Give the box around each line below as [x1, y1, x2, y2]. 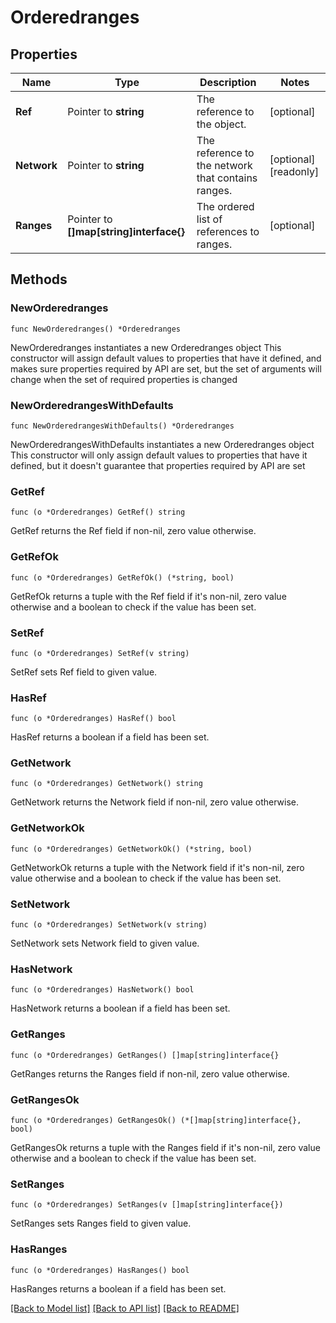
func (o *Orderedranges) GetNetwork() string [10, 779, 203, 789]
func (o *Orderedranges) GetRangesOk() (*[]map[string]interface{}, [10, 1115, 302, 1125]
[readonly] [269, 165, 320, 178]
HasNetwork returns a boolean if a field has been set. [10, 1002, 231, 1015]
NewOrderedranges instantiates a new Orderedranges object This [10, 341, 282, 353]
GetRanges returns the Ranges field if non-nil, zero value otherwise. [10, 1067, 290, 1080]
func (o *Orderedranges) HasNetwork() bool [10, 985, 195, 995]
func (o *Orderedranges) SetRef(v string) [10, 648, 190, 658]
